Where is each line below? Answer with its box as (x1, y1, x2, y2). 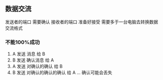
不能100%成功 (5, 39, 40, 46)
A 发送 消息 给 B (12, 51, 46, 57)
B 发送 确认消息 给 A (12, 57, 54, 63)
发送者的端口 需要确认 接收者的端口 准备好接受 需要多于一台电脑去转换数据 (5, 19, 158, 25)
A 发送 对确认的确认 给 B (12, 64, 63, 70)
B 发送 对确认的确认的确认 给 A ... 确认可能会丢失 (12, 70, 113, 76)
